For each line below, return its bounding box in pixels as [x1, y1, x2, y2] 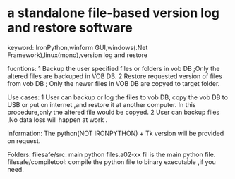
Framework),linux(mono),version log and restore [7, 51, 148, 59]
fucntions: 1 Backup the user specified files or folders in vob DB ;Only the [7, 64, 220, 73]
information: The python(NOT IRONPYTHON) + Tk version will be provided [7, 129, 224, 137]
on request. [7, 136, 41, 145]
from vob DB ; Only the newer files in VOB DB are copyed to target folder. [7, 79, 220, 87]
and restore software [7, 20, 133, 36]
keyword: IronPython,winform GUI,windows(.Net [7, 43, 148, 51]
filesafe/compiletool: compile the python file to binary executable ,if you [7, 157, 217, 166]
